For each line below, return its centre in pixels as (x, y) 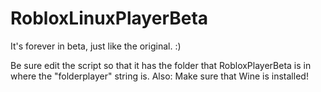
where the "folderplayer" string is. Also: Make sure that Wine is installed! (159, 76)
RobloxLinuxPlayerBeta (109, 18)
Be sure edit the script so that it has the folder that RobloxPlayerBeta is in (161, 65)
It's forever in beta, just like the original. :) (96, 46)
